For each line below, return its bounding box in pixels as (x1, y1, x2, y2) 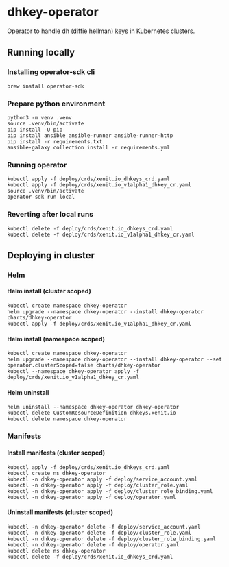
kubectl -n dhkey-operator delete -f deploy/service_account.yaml (7, 523, 201, 530)
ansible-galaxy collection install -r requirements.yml (7, 144, 170, 151)
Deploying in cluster (7, 250, 95, 261)
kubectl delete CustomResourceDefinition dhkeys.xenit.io (7, 409, 176, 417)
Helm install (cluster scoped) (7, 287, 91, 295)
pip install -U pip (7, 126, 63, 133)
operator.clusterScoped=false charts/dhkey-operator (7, 362, 161, 369)
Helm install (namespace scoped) (7, 335, 105, 343)
